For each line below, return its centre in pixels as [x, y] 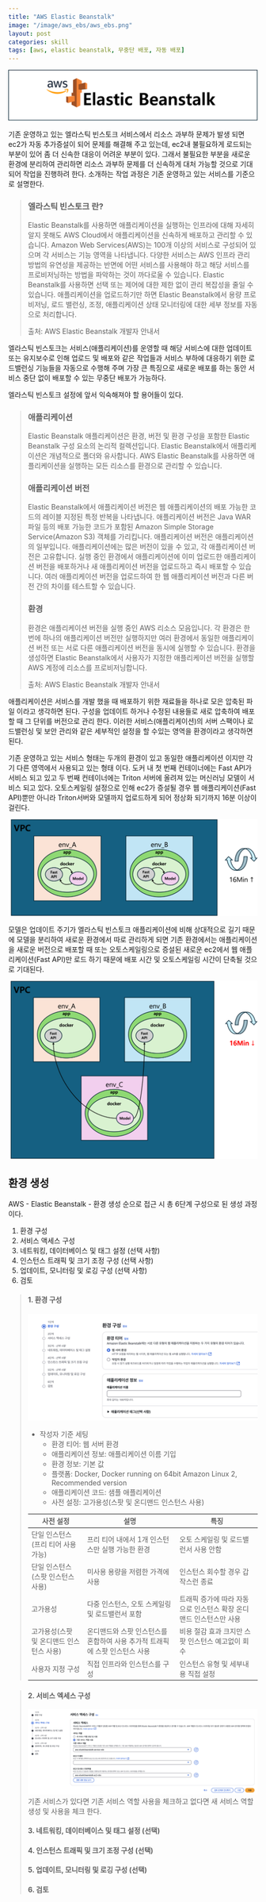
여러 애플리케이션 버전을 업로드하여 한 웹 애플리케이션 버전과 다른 [145, 576]
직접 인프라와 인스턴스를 [124, 1664]
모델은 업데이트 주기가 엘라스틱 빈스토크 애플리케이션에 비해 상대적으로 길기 [125, 930]
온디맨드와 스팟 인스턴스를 [127, 1631]
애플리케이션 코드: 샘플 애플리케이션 [106, 1492]
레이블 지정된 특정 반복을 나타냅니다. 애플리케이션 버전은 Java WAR [147, 517]
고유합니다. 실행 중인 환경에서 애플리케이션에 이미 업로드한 [133, 556]
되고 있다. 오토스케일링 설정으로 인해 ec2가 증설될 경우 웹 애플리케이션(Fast [139, 787]
